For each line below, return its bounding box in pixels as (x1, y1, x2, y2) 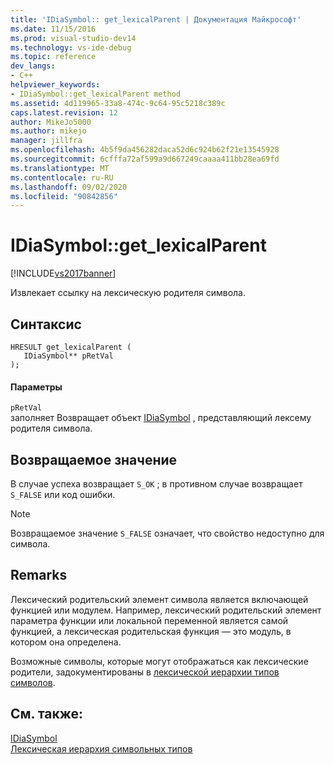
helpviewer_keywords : (10, 80, 101, 90)
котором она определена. (10, 636, 122, 648)
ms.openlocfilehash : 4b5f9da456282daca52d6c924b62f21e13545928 (10, 145, 280, 155)
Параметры (10, 381, 63, 393)
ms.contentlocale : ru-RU (10, 172, 114, 183)
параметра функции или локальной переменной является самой (10, 614, 289, 626)
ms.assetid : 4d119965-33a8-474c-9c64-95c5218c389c (10, 98, 226, 108)
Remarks (10, 567, 68, 584)
